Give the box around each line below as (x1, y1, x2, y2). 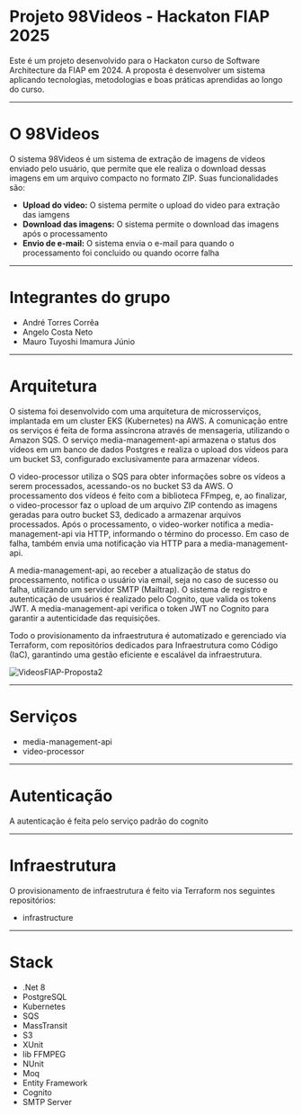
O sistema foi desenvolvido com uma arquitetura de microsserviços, (9, 406, 262, 416)
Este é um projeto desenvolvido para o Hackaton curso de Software (9, 55, 261, 66)
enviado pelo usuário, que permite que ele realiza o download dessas (9, 163, 267, 174)
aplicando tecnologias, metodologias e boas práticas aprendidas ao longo (9, 74, 283, 85)
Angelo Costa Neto (22, 326, 93, 337)
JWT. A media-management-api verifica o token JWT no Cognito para (9, 602, 270, 613)
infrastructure (22, 912, 74, 923)
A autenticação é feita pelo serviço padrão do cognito (9, 816, 209, 826)
